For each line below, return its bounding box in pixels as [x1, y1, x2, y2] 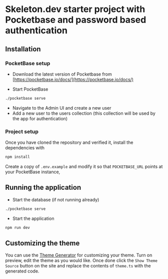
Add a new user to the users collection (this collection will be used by [12, 110, 156, 116]
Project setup [5, 128, 38, 135]
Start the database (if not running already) [12, 196, 99, 202]
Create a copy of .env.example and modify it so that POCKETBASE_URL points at [5, 163, 163, 169]
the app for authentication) [12, 115, 68, 121]
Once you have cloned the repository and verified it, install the [5, 139, 133, 146]
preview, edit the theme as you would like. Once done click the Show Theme [5, 257, 157, 263]
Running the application [5, 183, 81, 192]
